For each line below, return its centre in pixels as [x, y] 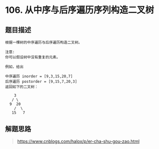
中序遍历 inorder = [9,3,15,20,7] [39, 76]
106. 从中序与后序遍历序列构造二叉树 [79, 10]
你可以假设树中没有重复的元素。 [33, 57]
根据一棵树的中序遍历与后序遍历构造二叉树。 [44, 42]
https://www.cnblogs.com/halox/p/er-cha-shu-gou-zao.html [78, 141]
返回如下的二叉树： [22, 87]
